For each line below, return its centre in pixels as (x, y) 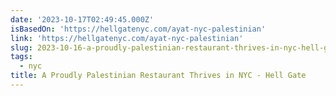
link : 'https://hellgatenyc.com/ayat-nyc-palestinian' (127, 38)
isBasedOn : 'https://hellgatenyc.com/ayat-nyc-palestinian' (138, 29)
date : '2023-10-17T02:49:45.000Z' (82, 19)
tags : (21, 57)
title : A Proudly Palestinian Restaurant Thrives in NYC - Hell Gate (158, 76)
